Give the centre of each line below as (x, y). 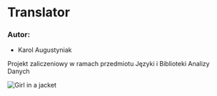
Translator (39, 12)
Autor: (19, 35)
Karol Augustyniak (45, 50)
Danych (19, 71)
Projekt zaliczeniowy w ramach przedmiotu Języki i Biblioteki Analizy (108, 64)
